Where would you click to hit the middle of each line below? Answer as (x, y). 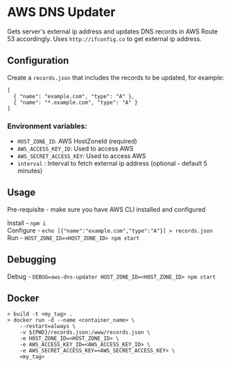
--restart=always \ (48, 327)
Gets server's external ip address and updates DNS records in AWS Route (113, 31)
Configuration (38, 61)
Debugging (32, 259)
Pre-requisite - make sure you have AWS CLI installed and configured (106, 209)
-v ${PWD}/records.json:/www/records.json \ (85, 333)
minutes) (30, 171)
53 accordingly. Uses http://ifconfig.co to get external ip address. (105, 38)
